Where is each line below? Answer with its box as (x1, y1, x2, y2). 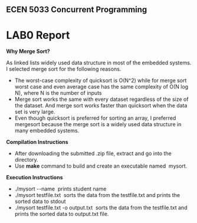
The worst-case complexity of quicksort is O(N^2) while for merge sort (14, 77, 187, 84)
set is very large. (14, 109, 55, 116)
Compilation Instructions (6, 139, 69, 146)
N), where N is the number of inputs (14, 90, 102, 97)
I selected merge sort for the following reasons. (6, 65, 122, 73)
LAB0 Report (6, 28, 70, 42)
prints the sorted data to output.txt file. (14, 211, 109, 218)
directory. (14, 156, 38, 163)
